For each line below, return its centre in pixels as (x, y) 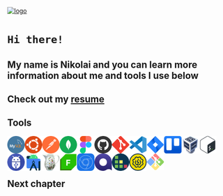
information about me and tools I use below (103, 76)
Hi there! (36, 40)
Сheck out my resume (56, 99)
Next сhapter (36, 184)
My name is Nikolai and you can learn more (102, 65)
